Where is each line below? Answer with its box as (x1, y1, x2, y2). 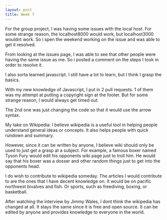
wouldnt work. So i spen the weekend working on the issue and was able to (5, 36, 161, 42)
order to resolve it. (5, 62, 43, 68)
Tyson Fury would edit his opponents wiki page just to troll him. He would (5, 153, 156, 159)
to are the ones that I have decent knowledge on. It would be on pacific (5, 178, 152, 184)
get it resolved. (5, 41, 36, 47)
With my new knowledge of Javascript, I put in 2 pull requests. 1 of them (5, 86, 154, 92)
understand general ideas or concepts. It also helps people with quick (5, 127, 149, 133)
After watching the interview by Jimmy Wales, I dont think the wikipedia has (5, 198, 161, 205)
